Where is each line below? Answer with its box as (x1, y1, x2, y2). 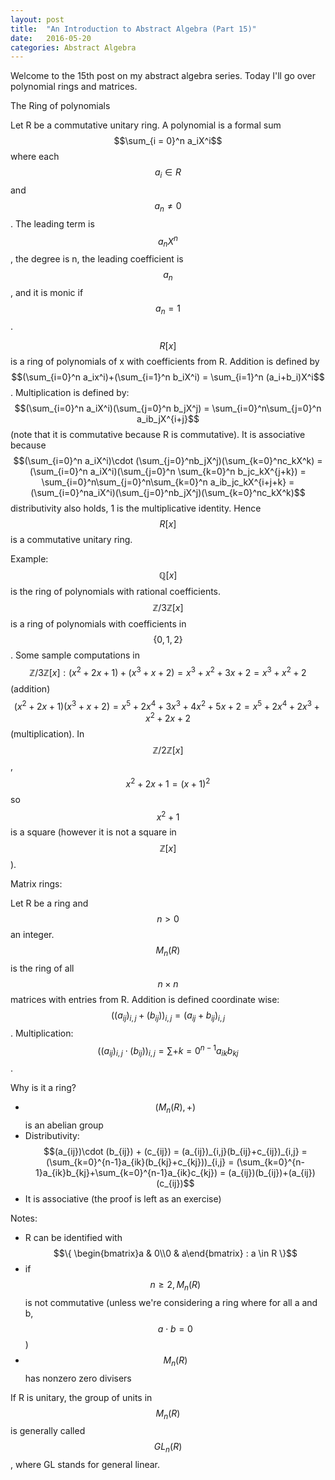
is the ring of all (10, 962, 75, 974)
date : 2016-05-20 (10, 33, 92, 43)
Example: (10, 552, 49, 565)
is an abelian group (24, 1119, 104, 1131)
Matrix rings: (10, 878, 63, 890)
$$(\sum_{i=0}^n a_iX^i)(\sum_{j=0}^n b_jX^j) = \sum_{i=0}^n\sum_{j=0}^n (14, 402, 322, 414)
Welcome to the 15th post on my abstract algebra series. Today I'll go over (10, 70, 316, 82)
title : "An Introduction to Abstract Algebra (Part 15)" (10, 24, 257, 34)
